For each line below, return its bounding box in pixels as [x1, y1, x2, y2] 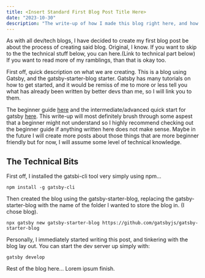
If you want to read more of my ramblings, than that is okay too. [6, 56, 166, 64]
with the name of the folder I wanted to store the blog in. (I [37, 202, 185, 209]
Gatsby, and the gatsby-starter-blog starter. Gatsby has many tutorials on [6, 75, 191, 82]
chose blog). [6, 208, 39, 216]
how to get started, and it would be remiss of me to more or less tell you [6, 81, 188, 89]
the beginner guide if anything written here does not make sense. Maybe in [6, 126, 196, 133]
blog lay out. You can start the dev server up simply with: [6, 243, 150, 250]
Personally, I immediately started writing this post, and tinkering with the [6, 236, 188, 243]
